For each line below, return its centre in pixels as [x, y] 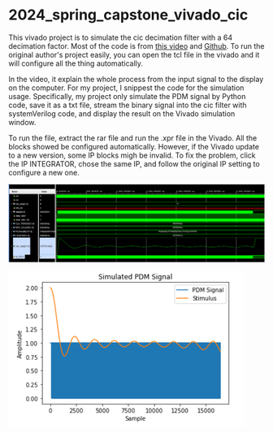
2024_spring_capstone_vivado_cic [128, 15]
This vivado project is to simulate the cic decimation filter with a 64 [121, 37]
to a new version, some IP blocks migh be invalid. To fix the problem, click [132, 155]
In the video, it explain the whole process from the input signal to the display [136, 79]
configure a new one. [44, 172]
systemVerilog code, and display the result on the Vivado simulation [122, 113]
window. [22, 122]
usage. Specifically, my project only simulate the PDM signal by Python [127, 96]
